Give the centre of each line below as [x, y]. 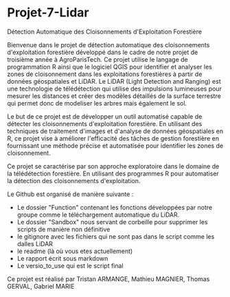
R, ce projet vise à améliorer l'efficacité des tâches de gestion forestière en [113, 138]
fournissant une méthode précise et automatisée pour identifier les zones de [115, 145]
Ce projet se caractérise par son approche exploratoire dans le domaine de [113, 166]
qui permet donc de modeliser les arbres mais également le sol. [97, 103]
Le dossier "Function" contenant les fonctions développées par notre [115, 207]
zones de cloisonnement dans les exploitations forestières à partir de [105, 74]
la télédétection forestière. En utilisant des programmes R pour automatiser [113, 174]
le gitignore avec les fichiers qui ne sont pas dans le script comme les [116, 236]
